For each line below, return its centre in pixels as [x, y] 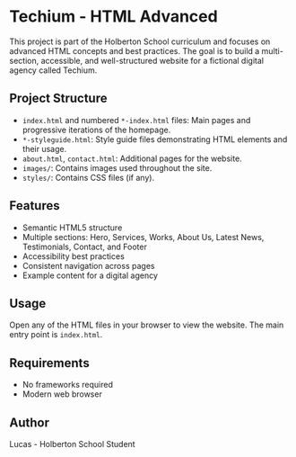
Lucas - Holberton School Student [73, 444]
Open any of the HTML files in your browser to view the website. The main [147, 325]
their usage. [44, 148]
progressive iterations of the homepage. [96, 130]
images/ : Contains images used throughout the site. [117, 167]
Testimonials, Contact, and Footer [85, 246]
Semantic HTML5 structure [72, 228]
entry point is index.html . [56, 335]
